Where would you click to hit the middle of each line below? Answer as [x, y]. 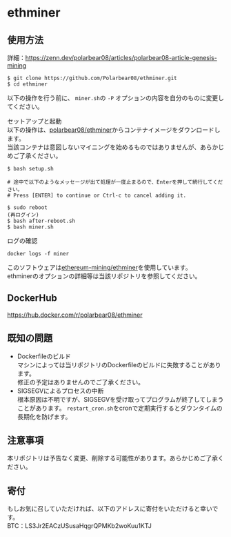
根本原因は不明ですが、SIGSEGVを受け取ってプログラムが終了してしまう [120, 399]
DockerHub [32, 298]
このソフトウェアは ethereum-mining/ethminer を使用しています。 [99, 267]
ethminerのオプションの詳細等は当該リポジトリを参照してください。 [104, 276]
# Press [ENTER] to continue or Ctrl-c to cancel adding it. [97, 195]
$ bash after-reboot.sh [41, 221]
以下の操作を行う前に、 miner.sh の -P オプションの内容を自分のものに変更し [116, 98]
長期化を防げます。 [44, 416]
